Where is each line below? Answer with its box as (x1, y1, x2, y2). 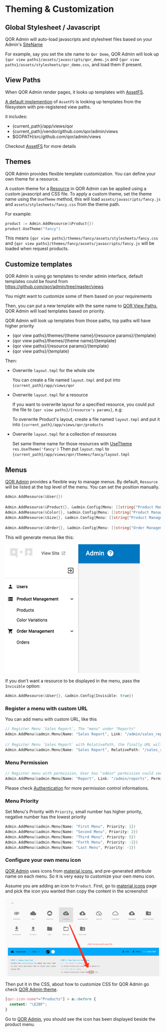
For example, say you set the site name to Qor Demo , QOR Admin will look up (5, 51, 159, 57)
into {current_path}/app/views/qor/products (12, 422, 104, 427)
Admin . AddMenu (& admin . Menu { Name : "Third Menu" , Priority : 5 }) (5, 835, 136, 840)
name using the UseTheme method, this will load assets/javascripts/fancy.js (5, 196, 161, 202)
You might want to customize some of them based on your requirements (5, 293, 152, 299)
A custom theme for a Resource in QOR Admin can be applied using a (5, 186, 147, 191)
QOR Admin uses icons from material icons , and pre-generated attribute (5, 868, 152, 874)
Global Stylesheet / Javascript (5, 23, 100, 32)
